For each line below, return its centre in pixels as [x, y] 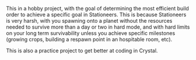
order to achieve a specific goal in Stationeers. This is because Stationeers [96, 15]
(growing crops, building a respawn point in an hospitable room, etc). [89, 39]
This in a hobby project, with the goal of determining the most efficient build [97, 8]
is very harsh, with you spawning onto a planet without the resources [89, 21]
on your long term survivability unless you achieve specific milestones [91, 33]
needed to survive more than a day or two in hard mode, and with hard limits [98, 27]
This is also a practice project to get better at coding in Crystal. [82, 51]
